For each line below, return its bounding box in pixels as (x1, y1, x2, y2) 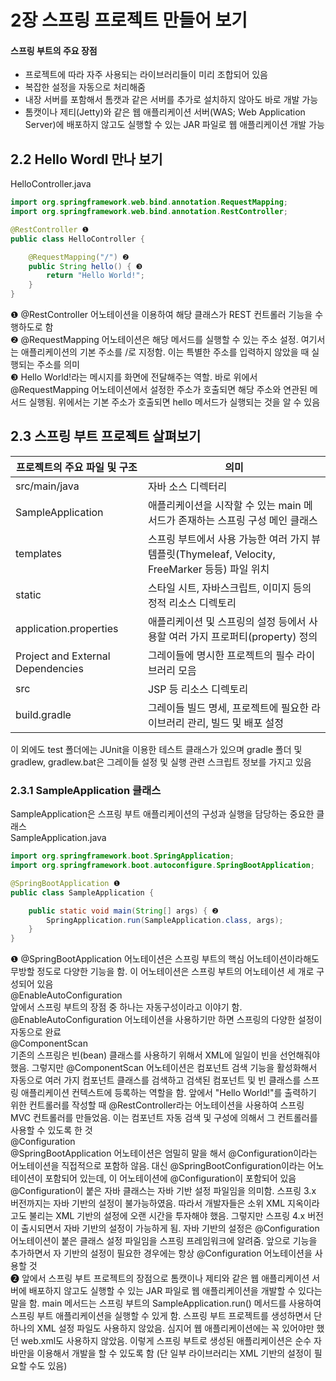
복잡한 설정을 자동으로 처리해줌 (24, 81, 146, 93)
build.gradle (15, 707, 72, 721)
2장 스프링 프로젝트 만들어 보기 (10, 9, 248, 32)
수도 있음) (28, 1360, 68, 1372)
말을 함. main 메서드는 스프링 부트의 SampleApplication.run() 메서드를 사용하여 (10, 1297, 322, 1310)
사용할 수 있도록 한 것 (10, 1124, 93, 1136)
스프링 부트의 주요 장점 (10, 44, 98, 56)
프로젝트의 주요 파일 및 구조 (16, 460, 138, 474)
